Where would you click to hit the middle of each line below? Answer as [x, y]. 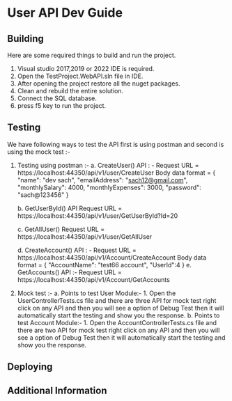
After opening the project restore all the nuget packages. [99, 84]
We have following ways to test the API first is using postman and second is [116, 144]
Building [25, 39]
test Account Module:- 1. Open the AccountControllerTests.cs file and [117, 322]
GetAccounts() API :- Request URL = [69, 272]
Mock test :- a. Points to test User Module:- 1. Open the [96, 293]
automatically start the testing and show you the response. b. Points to [118, 315]
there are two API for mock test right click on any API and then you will [118, 330]
